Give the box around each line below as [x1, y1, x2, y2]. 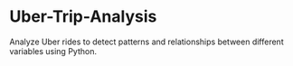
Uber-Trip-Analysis [9, 6, 157, 27]
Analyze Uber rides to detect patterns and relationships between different [9, 36, 284, 47]
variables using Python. [9, 45, 98, 56]
